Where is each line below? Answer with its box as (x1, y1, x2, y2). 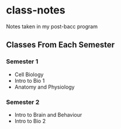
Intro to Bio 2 (14, 117, 46, 124)
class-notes (6, 4, 65, 17)
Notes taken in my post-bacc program (6, 23, 98, 30)
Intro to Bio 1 (14, 77, 45, 84)
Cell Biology (14, 71, 44, 78)
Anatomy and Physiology (14, 83, 75, 90)
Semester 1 (6, 57, 39, 66)
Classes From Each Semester (6, 40, 115, 50)
